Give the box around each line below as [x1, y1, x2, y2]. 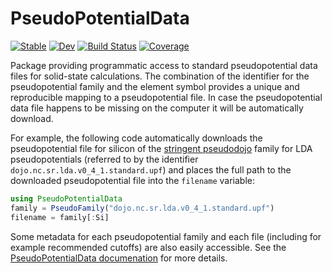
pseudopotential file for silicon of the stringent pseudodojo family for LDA [10, 142, 313, 154]
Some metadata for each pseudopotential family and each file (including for [10, 230, 322, 242]
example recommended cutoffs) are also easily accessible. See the [10, 241, 287, 253]
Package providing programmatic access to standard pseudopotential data [10, 59, 318, 71]
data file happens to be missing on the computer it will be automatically [10, 102, 304, 114]
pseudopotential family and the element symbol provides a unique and [10, 80, 300, 92]
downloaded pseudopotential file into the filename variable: [10, 174, 256, 186]
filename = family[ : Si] [10, 212, 110, 222]
